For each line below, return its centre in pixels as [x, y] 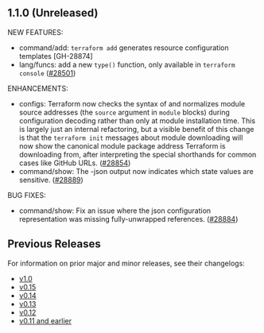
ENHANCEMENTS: [38, 88]
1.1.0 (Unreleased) [53, 13]
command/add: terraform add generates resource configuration [124, 48]
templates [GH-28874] [56, 56]
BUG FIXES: [27, 195]
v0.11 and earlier [45, 320]
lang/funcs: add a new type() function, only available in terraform [127, 64]
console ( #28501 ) [47, 73]
